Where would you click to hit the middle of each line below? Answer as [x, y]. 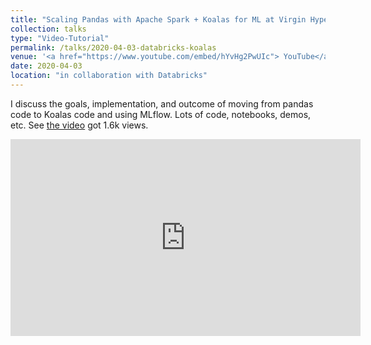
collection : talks [48, 29]
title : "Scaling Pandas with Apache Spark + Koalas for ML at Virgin [158, 19]
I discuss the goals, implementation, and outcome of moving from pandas [162, 103]
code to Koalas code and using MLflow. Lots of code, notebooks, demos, [161, 114]
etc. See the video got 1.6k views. [79, 125]
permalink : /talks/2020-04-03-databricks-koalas [113, 47]
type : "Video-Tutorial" [60, 38]
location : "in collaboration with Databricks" [109, 76]
